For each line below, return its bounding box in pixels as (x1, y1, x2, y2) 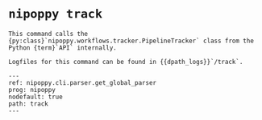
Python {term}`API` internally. (8, 43, 117, 52)
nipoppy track (8, 6, 103, 22)
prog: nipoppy (8, 86, 56, 94)
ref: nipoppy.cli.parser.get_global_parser (8, 78, 157, 86)
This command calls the (8, 30, 89, 38)
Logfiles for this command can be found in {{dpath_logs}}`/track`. (8, 58, 243, 66)
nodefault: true (8, 93, 63, 101)
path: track (8, 99, 48, 108)
